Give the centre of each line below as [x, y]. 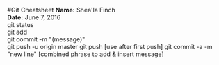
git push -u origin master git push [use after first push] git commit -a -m [110, 47]
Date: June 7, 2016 [34, 17]
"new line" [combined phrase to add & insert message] [86, 54]
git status [21, 25]
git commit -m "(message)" [46, 39]
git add [17, 32]
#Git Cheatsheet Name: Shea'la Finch [62, 10]
